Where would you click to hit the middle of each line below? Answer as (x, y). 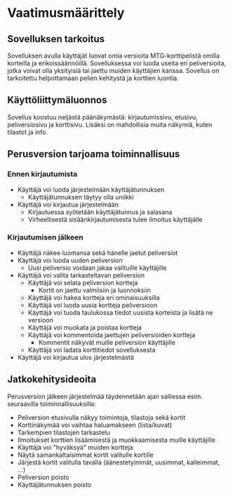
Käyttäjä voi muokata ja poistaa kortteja (85, 327)
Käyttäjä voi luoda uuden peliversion (70, 260)
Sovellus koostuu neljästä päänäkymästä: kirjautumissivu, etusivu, (102, 117)
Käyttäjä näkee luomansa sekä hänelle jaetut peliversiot (98, 253)
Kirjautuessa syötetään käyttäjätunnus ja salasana (100, 211)
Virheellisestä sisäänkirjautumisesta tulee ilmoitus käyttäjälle (115, 219)
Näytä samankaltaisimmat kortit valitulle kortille (85, 455)
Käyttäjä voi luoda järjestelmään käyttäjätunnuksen (91, 189)
